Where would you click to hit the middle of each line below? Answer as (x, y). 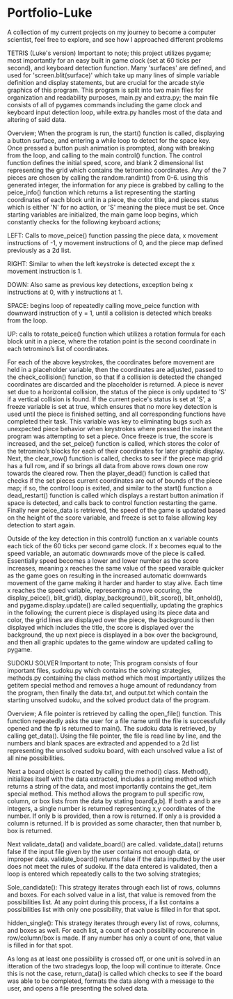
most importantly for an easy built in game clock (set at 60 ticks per (104, 60)
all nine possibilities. (36, 758)
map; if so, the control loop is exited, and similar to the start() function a (110, 488)
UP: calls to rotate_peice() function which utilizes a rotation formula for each (116, 334)
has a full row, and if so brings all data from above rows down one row (108, 465)
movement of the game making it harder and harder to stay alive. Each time (115, 582)
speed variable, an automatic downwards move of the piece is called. (107, 553)
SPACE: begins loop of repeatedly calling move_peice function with (103, 305)
